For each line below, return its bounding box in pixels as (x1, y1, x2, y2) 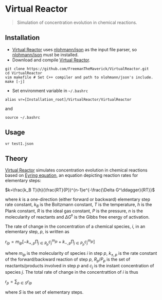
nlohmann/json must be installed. (12, 52, 79, 57)
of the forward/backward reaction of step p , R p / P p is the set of (5, 257, 130, 263)
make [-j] (5, 79, 25, 84)
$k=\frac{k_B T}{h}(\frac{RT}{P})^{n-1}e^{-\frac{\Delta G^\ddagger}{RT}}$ (5, 187, 155, 193)
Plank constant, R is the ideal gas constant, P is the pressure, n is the (5, 208, 144, 214)
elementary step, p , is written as (5, 228, 70, 234)
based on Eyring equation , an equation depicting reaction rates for (5, 172, 138, 178)
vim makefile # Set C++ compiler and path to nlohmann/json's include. (5, 75, 153, 80)
